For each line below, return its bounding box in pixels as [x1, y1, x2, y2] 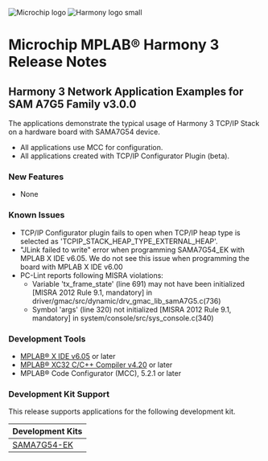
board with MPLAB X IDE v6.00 [19, 262, 123, 271]
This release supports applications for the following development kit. [8, 406, 236, 417]
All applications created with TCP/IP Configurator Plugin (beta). [19, 151, 230, 161]
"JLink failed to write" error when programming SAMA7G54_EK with [19, 245, 245, 255]
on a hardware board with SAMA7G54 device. [8, 127, 161, 137]
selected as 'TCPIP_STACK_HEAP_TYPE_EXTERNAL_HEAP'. [19, 236, 219, 246]
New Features [8, 171, 64, 182]
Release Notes [8, 53, 107, 71]
